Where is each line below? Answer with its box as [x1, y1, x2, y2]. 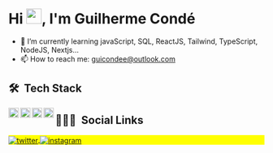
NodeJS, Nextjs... [19, 45, 80, 54]
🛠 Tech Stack [8, 82, 83, 96]
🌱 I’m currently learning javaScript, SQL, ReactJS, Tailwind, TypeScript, [19, 36, 258, 46]
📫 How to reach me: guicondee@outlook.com [19, 53, 176, 64]
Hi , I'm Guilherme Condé [8, 10, 196, 28]
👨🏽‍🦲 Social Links [55, 113, 144, 127]
